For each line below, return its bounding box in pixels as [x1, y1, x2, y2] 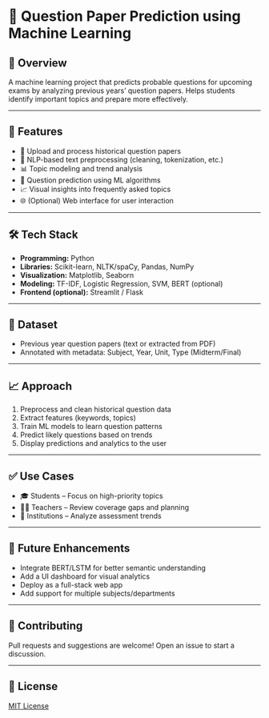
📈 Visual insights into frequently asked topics [19, 184, 171, 194]
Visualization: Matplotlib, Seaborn [19, 270, 134, 279]
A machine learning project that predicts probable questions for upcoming [8, 78, 253, 86]
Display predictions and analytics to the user [19, 439, 167, 448]
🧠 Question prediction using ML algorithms [19, 175, 162, 185]
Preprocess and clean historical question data [19, 404, 172, 415]
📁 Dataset [8, 318, 58, 331]
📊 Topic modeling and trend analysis [19, 163, 143, 173]
